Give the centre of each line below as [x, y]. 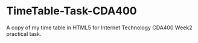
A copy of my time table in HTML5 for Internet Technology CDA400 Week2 [99, 27]
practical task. [24, 33]
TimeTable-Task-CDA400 [72, 11]
